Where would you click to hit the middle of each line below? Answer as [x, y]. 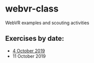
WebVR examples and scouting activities [47, 23]
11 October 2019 [29, 56]
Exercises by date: [35, 39]
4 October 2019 [29, 50]
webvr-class [32, 9]
